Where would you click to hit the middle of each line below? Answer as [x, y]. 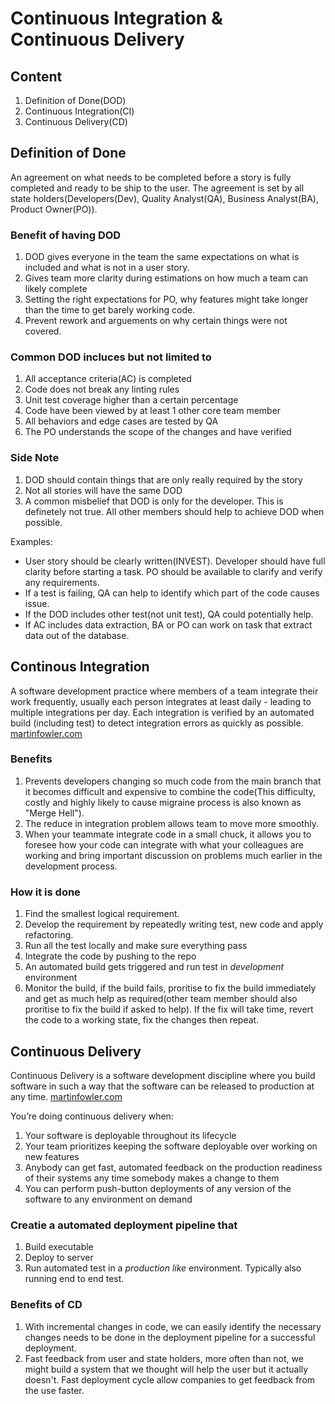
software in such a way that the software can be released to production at [162, 1086]
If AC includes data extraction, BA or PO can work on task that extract [168, 624]
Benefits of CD [46, 1305]
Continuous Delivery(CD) [76, 121]
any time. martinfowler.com [66, 1096]
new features [52, 1156]
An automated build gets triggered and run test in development [154, 967]
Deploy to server [59, 1258]
